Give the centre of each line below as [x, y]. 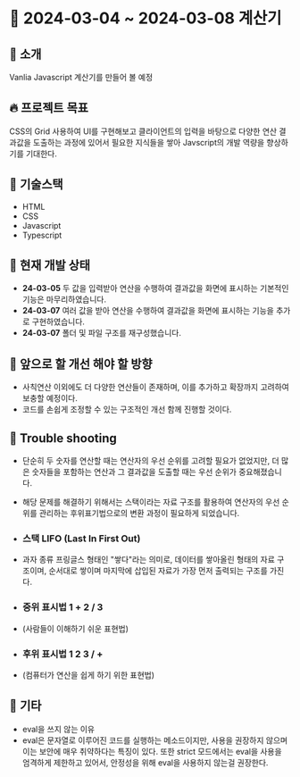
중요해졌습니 [260, 472]
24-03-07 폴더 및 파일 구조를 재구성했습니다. [101, 333]
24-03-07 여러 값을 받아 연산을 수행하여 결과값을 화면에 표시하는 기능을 [148, 311]
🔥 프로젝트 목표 [49, 108]
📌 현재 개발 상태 [50, 266]
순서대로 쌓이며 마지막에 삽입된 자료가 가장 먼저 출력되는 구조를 [158, 571]
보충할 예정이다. [50, 398]
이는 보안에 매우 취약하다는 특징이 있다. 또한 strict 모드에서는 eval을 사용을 [152, 751]
